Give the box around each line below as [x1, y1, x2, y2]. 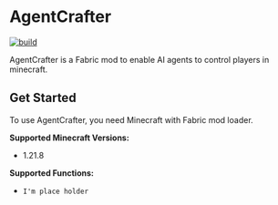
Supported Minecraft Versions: [9, 132, 129, 143]
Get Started [9, 90, 77, 106]
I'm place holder [22, 187, 89, 196]
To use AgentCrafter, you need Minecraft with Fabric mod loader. [9, 114, 253, 125]
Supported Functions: [9, 167, 94, 179]
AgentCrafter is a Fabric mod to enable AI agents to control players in [9, 54, 270, 65]
